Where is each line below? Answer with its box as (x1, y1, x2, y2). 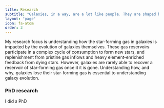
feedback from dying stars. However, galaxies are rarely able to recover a (5, 60, 153, 65)
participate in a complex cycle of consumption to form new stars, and (5, 49, 145, 55)
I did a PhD (5, 98, 27, 104)
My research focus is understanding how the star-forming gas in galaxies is (5, 39, 157, 44)
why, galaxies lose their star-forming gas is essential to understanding (5, 70, 146, 76)
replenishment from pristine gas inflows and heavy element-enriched (5, 54, 144, 60)
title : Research (5, 7, 38, 12)
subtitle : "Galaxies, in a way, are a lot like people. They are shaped (5, 12, 156, 17)
